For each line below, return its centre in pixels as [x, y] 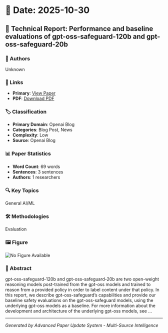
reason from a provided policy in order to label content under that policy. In [82, 289]
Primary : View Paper [34, 93]
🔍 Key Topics [22, 190]
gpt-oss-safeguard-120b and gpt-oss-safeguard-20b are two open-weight [82, 279]
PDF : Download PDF [33, 98]
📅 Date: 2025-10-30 [47, 10]
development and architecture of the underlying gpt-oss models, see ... [79, 311]
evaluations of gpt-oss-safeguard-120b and [75, 36]
